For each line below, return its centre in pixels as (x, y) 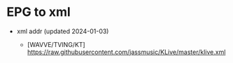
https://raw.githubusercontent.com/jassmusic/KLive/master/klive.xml (126, 52)
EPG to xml (38, 12)
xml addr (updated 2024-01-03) (63, 31)
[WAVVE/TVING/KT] (56, 44)
